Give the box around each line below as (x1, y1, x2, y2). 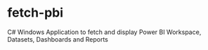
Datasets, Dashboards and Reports (7, 35, 109, 43)
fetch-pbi (7, 5, 64, 21)
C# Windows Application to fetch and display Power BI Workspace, (7, 28, 202, 36)
